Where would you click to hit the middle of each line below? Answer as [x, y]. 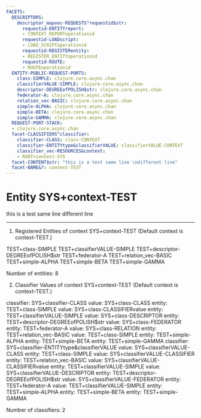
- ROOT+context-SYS [41, 156]
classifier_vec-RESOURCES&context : [61, 151]
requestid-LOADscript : [50, 40]
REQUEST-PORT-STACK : [37, 123]
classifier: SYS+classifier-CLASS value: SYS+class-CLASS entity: [87, 303]
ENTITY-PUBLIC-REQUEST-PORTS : [49, 73]
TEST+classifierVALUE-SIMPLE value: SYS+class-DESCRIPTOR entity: [93, 316]
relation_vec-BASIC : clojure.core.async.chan [75, 101]
